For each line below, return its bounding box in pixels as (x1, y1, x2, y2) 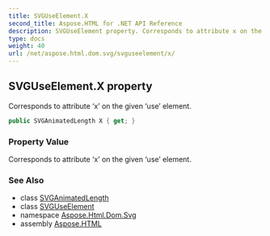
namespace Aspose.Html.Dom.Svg (19, 210, 137, 220)
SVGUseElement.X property (8, 79, 153, 93)
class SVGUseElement (19, 202, 95, 212)
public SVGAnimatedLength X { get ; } (8, 117, 136, 125)
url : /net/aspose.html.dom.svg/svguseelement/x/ (8, 49, 175, 58)
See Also (8, 174, 44, 186)
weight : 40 (8, 42, 45, 50)
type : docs (8, 34, 45, 43)
